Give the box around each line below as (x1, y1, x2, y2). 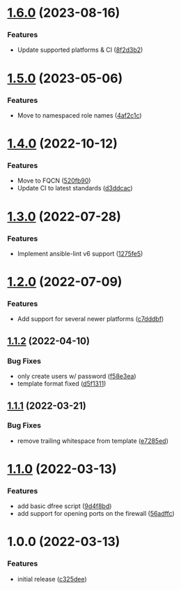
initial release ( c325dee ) (17, 575, 87, 583)
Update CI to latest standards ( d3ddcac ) (17, 184, 134, 192)
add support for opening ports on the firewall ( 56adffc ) (17, 510, 175, 518)
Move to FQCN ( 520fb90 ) (17, 176, 91, 185)
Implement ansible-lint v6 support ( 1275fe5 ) (17, 249, 143, 258)
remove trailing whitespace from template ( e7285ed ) (17, 436, 168, 445)
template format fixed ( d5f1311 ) (17, 379, 107, 388)
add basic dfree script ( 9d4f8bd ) (17, 502, 112, 510)
